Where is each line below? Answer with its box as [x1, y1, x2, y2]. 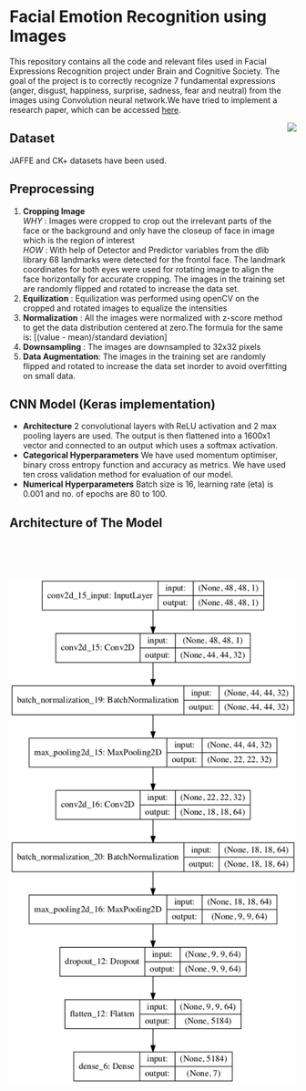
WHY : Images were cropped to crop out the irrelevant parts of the [22, 215, 272, 226]
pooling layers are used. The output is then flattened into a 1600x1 [22, 430, 270, 441]
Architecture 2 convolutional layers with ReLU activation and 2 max [22, 421, 278, 432]
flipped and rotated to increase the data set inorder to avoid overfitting [22, 360, 288, 371]
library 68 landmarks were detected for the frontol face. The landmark [22, 253, 286, 265]
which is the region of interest [22, 234, 135, 245]
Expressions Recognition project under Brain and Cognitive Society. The [9, 66, 280, 77]
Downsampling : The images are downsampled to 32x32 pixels [22, 341, 261, 352]
